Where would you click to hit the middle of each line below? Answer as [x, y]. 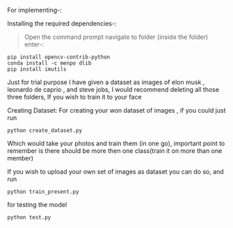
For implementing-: [35, 10]
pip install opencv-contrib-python [59, 57]
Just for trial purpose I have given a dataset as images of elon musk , [106, 82]
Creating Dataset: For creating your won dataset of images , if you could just [116, 110]
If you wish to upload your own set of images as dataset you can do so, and [115, 172]
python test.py [29, 218]
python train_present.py [43, 192]
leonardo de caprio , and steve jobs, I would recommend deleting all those [113, 89]
